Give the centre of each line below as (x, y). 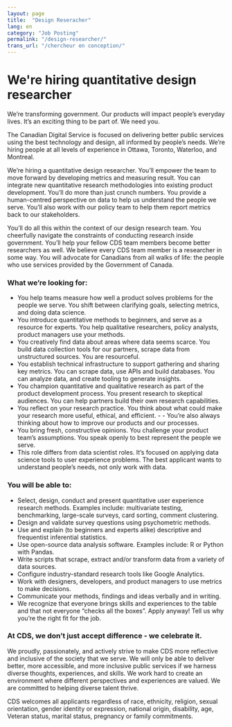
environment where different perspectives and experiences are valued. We (114, 681)
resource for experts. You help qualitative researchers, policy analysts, (118, 327)
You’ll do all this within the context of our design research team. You (105, 228)
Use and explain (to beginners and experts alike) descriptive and (109, 529)
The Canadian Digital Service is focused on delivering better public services (115, 134)
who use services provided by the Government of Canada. (91, 265)
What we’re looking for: (47, 283)
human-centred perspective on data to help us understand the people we (112, 200)
